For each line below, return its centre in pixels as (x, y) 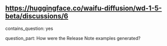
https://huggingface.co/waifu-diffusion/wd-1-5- (83, 8)
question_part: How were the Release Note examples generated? (73, 38)
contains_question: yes (29, 28)
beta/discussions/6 (37, 16)
